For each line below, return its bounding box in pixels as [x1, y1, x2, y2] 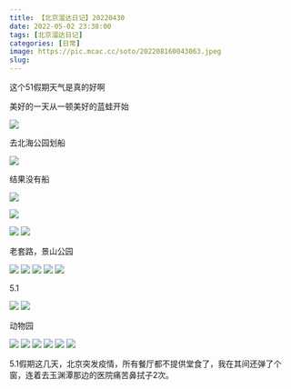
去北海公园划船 [9, 137, 65, 148]
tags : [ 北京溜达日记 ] [9, 30, 84, 39]
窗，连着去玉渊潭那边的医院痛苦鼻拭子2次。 [9, 370, 175, 380]
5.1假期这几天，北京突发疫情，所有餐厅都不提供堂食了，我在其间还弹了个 [9, 358, 282, 369]
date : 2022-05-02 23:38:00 [9, 22, 112, 31]
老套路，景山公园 [9, 246, 74, 256]
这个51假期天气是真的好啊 [9, 82, 105, 92]
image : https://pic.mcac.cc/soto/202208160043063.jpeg [9, 47, 222, 56]
